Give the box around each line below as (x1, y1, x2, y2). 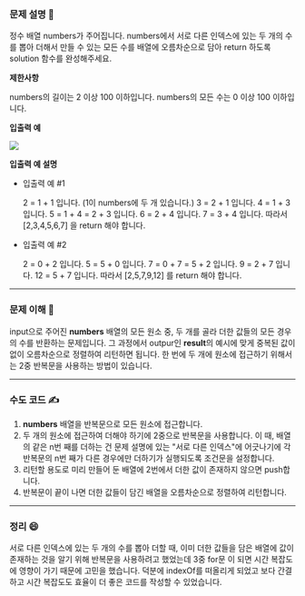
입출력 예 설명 (9, 159, 57, 170)
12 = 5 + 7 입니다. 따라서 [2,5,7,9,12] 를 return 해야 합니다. (34, 270, 242, 281)
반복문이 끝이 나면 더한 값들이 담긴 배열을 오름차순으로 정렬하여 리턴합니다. (22, 486, 288, 497)
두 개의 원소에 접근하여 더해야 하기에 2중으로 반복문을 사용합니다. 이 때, (22, 430, 275, 441)
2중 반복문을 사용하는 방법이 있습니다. (18, 360, 152, 371)
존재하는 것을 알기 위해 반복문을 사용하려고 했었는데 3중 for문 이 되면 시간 (9, 554, 270, 565)
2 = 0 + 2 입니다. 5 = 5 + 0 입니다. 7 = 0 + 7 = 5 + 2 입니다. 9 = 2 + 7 (22, 259, 274, 270)
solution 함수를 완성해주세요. (9, 53, 112, 65)
